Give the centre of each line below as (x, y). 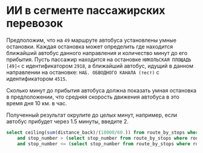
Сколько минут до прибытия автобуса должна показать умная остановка (101, 90)
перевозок (35, 23)
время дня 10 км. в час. (37, 103)
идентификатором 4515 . (37, 79)
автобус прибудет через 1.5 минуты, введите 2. (67, 121)
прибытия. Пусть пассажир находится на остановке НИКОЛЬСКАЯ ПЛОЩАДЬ (99, 59)
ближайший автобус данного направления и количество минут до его (97, 53)
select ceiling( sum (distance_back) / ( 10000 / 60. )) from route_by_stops (96, 132)
